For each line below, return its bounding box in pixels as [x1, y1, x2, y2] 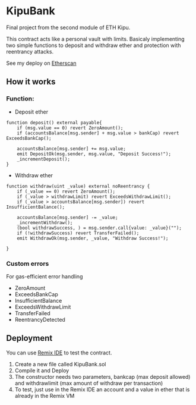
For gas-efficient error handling [6, 272, 83, 280]
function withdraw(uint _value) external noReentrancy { [6, 183, 150, 189]
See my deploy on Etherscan [6, 59, 77, 67]
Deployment [6, 333, 53, 343]
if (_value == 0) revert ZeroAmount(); [17, 189, 116, 194]
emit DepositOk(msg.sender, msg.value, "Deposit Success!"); [17, 150, 171, 157]
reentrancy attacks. [6, 48, 54, 55]
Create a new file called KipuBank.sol [14, 360, 106, 368]
